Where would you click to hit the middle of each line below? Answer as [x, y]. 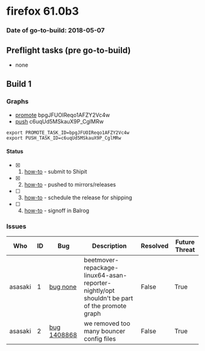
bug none [63, 287]
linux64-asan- [106, 275]
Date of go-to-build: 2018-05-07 [56, 31]
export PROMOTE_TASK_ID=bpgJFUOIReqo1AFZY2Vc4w [68, 133]
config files [100, 339]
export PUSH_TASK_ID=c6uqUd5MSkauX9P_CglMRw [64, 138]
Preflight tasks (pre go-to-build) [69, 50]
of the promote [105, 306]
